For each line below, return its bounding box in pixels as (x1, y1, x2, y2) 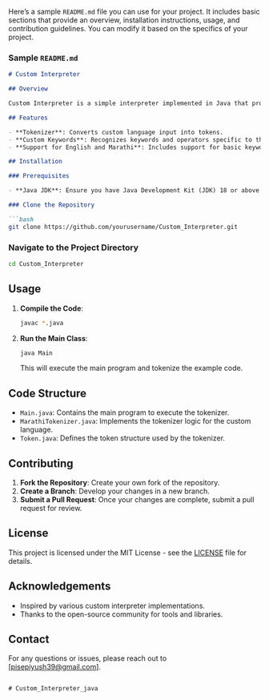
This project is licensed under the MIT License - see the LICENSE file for (8, 548, 247, 557)
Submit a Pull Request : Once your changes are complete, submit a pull (19, 495, 255, 505)
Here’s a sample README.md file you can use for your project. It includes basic (8, 7, 260, 16)
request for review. (19, 504, 82, 513)
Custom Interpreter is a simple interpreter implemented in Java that (8, 99, 249, 107)
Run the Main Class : (19, 333, 88, 343)
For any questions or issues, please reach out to (8, 654, 167, 663)
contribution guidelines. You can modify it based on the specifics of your (8, 24, 248, 33)
